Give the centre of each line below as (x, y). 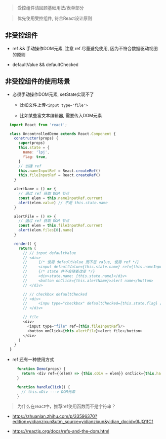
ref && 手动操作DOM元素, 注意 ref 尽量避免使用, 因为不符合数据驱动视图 (85, 48)
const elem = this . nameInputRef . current (60, 198)
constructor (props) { (36, 139)
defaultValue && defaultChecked (45, 65)
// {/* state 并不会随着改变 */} (59, 272)
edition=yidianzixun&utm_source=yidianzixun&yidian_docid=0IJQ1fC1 (83, 422)
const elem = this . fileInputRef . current (60, 225)
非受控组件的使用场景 (38, 81)
